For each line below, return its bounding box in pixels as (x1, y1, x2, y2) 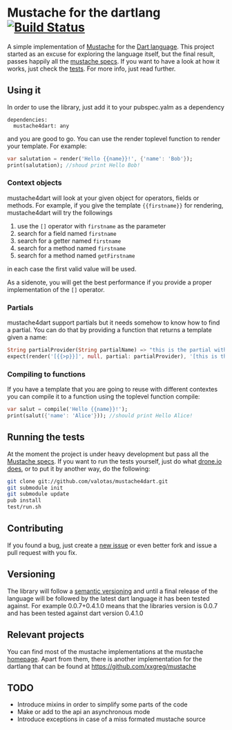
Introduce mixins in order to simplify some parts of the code (17, 700, 188, 709)
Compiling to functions (7, 369, 86, 378)
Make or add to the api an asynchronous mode (17, 708, 151, 716)
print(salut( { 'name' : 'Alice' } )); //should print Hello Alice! (7, 412, 193, 419)
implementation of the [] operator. (7, 285, 105, 293)
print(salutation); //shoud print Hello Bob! (7, 161, 140, 169)
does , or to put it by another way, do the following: (7, 464, 151, 473)
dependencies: (7, 116, 48, 123)
